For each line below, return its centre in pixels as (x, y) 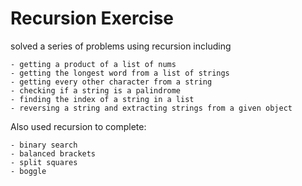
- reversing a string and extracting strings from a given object (151, 108)
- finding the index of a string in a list (102, 99)
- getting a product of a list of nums (93, 64)
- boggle (28, 171)
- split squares (44, 162)
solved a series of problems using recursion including (121, 46)
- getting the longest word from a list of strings (120, 73)
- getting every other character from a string (111, 82)
